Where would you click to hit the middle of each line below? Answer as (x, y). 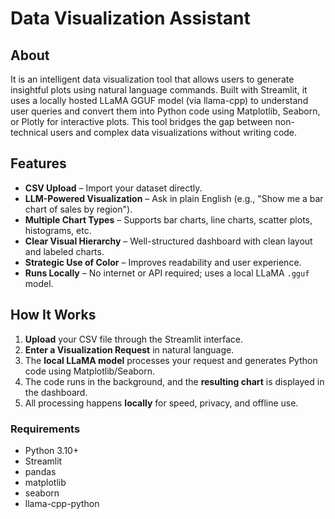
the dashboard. (56, 392)
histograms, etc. (58, 230)
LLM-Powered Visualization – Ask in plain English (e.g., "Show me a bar (174, 198)
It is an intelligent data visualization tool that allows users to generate (152, 79)
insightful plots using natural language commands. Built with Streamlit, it (159, 90)
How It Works (53, 315)
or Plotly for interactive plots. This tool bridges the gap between (141, 121)
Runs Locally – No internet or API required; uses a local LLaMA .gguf (167, 273)
